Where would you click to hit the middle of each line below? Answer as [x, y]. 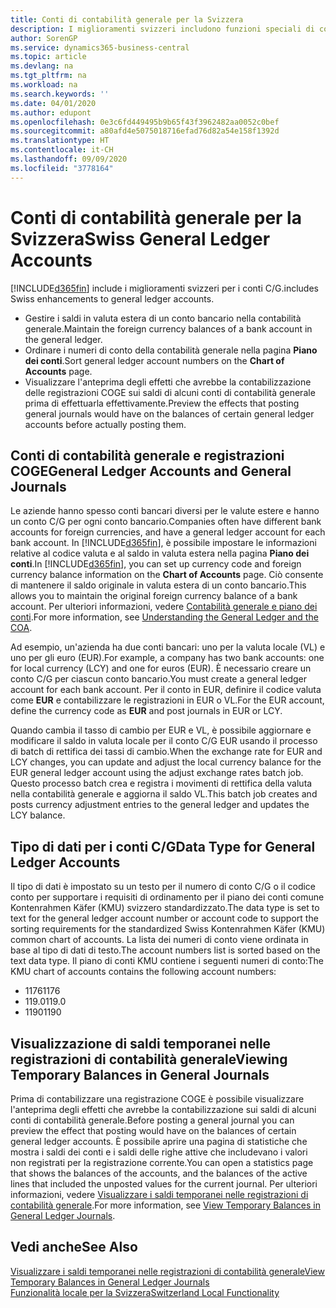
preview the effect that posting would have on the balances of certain [153, 1130]
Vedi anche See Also [74, 1247]
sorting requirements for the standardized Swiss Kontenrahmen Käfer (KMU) [168, 929]
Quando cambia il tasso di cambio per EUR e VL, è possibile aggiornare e [161, 730]
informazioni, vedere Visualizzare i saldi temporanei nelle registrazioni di [159, 1194]
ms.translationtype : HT [60, 141]
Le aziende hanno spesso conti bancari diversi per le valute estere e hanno [165, 511]
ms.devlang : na [42, 66]
